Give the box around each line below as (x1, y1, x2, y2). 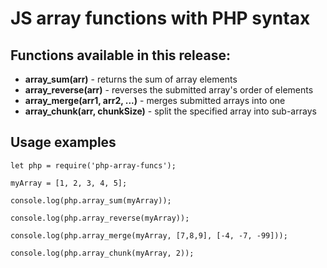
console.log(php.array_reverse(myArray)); (10, 213, 190, 223)
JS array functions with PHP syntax (10, 7, 311, 30)
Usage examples (10, 134, 117, 151)
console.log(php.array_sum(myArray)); (10, 195, 172, 206)
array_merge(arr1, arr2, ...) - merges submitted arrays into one (24, 95, 286, 106)
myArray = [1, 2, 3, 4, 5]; (10, 178, 128, 188)
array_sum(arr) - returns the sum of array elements (24, 73, 238, 85)
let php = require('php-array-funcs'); (10, 160, 177, 171)
